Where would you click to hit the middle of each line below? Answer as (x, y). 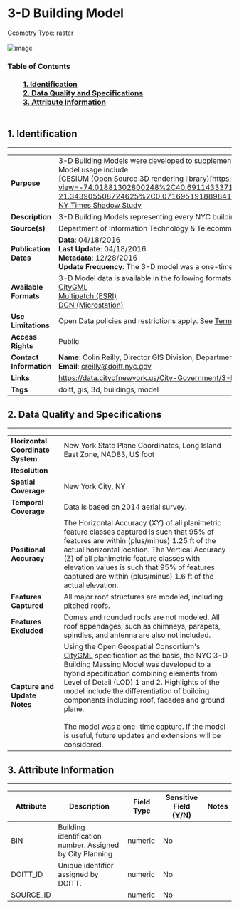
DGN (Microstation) (91, 305)
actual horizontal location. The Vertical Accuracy (145, 550)
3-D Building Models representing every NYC (134, 216)
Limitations (30, 325)
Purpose (26, 183)
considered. (84, 745)
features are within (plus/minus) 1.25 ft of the (140, 541)
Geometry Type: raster (41, 33)
